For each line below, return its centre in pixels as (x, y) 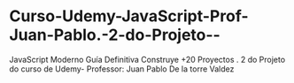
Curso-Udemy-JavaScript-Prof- (129, 16)
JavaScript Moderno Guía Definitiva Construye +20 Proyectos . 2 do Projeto (147, 59)
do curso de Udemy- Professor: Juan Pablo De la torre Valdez (122, 69)
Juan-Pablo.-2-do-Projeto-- (115, 35)
